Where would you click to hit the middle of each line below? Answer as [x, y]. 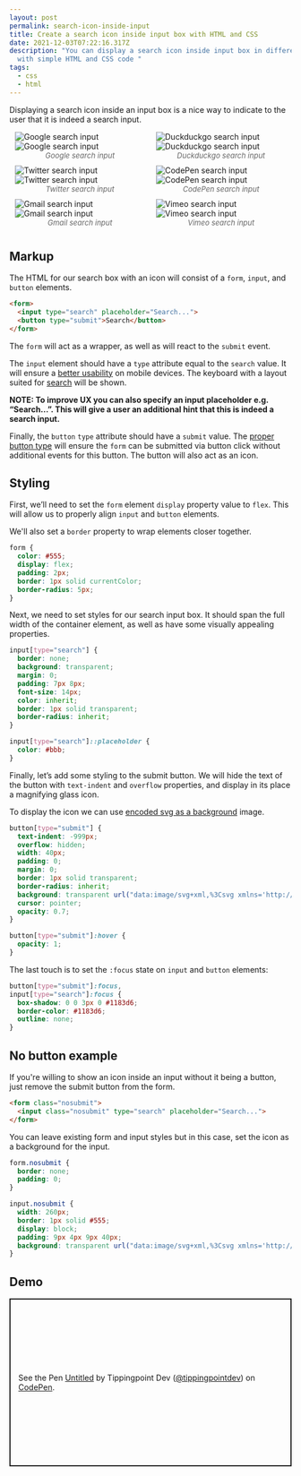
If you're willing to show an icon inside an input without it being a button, [143, 1077]
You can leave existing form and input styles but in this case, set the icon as [149, 1137]
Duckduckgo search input [221, 155]
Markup [32, 256]
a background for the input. [60, 1146]
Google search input [80, 155]
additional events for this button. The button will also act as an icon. [134, 455]
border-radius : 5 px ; [56, 589]
